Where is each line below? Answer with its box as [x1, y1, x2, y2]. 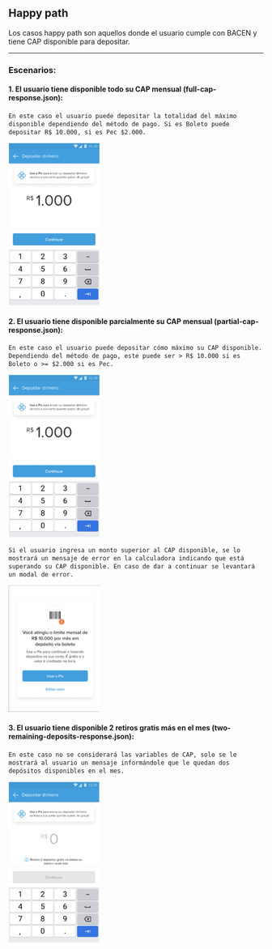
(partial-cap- [214, 316, 259, 326]
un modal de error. [8, 571, 74, 579]
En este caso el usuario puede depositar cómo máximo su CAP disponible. [8, 344, 263, 352]
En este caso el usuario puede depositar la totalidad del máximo [8, 112, 237, 120]
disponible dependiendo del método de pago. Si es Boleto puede [8, 120, 230, 128]
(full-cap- [182, 84, 217, 94]
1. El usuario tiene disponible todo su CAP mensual [8, 84, 182, 94]
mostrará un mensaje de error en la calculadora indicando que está [8, 555, 244, 563]
